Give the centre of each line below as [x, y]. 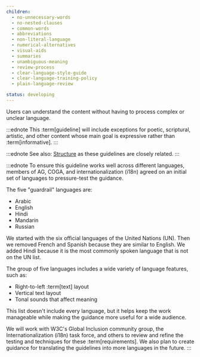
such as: [17, 275]
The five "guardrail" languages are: [49, 189]
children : [19, 12]
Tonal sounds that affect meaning [56, 299]
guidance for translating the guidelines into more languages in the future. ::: [99, 347]
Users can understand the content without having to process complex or [96, 112]
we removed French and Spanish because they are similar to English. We [96, 244]
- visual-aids [29, 51]
